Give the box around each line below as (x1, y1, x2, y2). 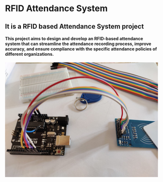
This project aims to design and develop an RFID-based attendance (5, 36, 143, 42)
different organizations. (5, 51, 54, 57)
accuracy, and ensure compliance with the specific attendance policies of (5, 46, 157, 52)
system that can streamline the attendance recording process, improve (5, 41, 151, 47)
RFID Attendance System (5, 3, 108, 14)
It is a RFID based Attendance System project (5, 22, 144, 31)
